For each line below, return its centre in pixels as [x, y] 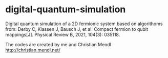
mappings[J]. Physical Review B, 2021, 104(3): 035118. [63, 34]
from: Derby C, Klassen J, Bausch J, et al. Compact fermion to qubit [77, 29]
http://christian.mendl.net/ [33, 50]
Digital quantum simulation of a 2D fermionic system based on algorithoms [84, 24]
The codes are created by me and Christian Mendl [58, 44]
